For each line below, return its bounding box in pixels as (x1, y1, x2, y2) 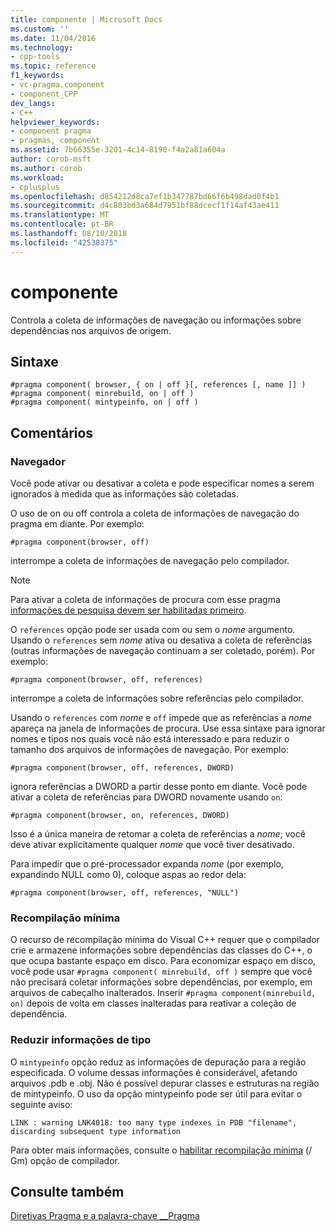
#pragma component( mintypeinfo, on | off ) (10, 397, 199, 408)
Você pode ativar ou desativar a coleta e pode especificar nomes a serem (10, 477, 315, 490)
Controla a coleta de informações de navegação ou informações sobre (10, 314, 302, 326)
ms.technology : (10, 42, 74, 53)
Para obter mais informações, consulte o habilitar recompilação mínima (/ (10, 1144, 313, 1156)
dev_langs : (10, 98, 56, 108)
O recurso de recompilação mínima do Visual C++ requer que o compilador (10, 934, 320, 946)
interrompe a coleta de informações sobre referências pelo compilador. (10, 692, 304, 705)
